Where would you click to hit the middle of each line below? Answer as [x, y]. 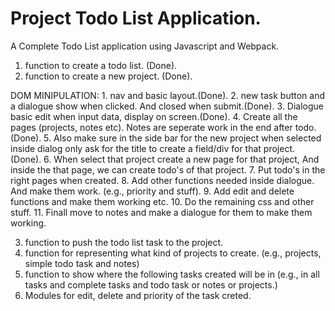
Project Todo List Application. [136, 18]
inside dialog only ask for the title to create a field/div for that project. [153, 148]
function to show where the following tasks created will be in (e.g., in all [172, 274]
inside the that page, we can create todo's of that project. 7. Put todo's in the [168, 169]
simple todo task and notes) [82, 263]
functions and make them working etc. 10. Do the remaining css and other [162, 201]
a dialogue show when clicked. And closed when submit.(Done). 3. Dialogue [167, 106]
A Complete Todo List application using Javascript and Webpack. [145, 46]
